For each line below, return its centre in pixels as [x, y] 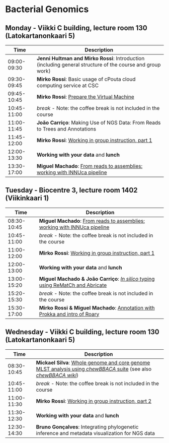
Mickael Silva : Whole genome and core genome [93, 362]
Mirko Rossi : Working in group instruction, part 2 [94, 401]
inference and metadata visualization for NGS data [95, 433]
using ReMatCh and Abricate [73, 285]
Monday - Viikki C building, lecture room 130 [76, 28]
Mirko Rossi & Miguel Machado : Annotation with [97, 307]
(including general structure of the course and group [99, 65]
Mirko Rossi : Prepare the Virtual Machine [86, 97]
